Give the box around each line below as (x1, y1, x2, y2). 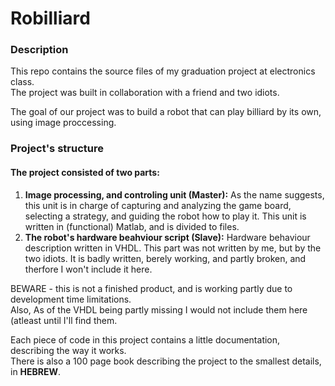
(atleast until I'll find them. (10, 314, 118, 326)
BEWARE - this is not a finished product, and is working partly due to (10, 282, 293, 294)
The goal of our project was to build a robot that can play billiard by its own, (10, 106, 322, 118)
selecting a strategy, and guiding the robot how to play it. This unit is (24, 210, 307, 222)
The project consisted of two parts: (10, 167, 160, 178)
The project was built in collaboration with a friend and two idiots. (10, 87, 280, 99)
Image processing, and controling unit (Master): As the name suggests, (24, 188, 325, 201)
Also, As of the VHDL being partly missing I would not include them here (10, 303, 308, 316)
